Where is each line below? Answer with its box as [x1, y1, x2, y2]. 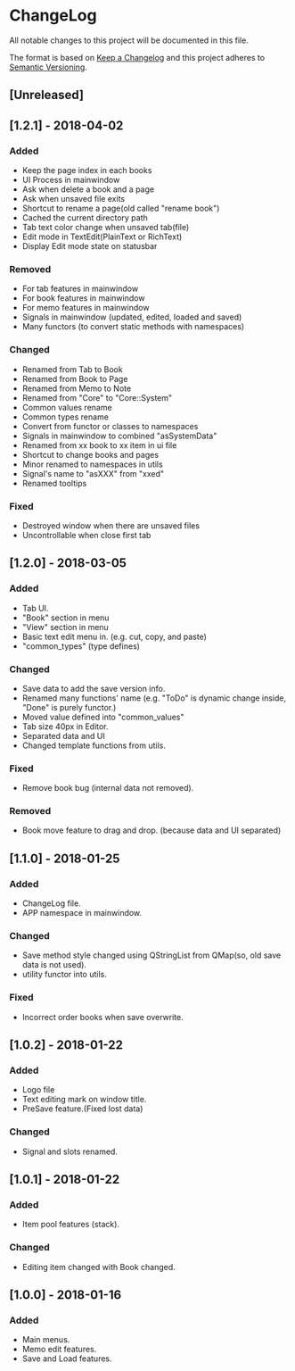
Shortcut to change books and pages [21, 449, 159, 460]
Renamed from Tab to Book [21, 363, 123, 375]
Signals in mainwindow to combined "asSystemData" [21, 430, 217, 441]
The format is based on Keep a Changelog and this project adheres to [9, 52, 266, 62]
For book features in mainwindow [21, 293, 145, 303]
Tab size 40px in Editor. [21, 720, 109, 732]
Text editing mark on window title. [21, 1094, 147, 1105]
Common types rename [21, 411, 110, 422]
